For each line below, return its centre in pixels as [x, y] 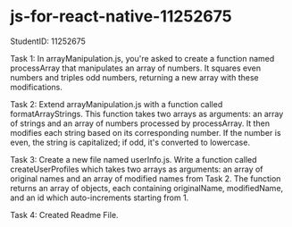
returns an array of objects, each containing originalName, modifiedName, [147, 188]
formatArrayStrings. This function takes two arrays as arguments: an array [147, 113]
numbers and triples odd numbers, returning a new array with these [134, 77]
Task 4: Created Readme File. [64, 214]
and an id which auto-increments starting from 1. [100, 198]
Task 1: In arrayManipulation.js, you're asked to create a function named [142, 58]
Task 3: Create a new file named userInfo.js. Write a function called [133, 159]
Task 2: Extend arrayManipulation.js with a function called [117, 104]
